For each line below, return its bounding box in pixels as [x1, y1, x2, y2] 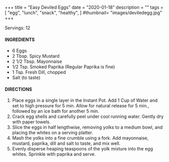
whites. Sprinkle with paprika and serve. [12, 151, 96, 157]
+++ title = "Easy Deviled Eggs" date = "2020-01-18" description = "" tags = [5, 5, 164, 10]
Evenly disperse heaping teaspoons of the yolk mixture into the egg [12, 146, 153, 152]
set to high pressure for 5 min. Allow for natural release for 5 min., [12, 103, 150, 109]
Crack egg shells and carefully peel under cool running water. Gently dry [12, 113, 164, 119]
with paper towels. [12, 119, 51, 125]
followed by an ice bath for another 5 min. [12, 108, 100, 114]
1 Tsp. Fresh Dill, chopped [12, 69, 66, 75]
